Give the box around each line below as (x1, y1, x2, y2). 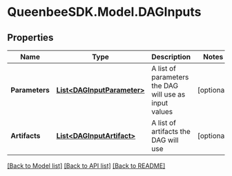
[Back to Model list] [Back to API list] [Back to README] (7, 162, 166, 170)
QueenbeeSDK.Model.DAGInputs (7, 4, 202, 20)
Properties (7, 32, 54, 43)
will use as (151, 90, 186, 99)
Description (151, 52, 191, 61)
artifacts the (151, 127, 191, 136)
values (151, 107, 173, 116)
